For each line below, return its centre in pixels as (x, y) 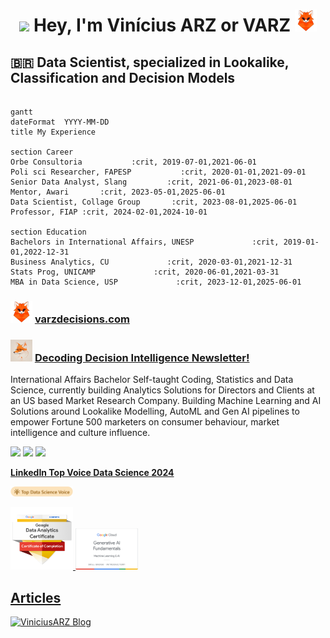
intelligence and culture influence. (80, 433)
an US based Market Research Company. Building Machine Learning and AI (166, 401)
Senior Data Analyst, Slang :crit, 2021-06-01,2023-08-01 (151, 182)
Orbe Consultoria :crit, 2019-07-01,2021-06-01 (133, 162)
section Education (48, 232)
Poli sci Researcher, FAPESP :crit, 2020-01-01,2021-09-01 (158, 172)
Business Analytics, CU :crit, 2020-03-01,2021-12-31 (151, 262)
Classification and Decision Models (123, 77)
